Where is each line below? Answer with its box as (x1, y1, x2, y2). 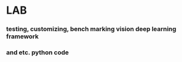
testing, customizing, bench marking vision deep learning (6, 25, 177, 33)
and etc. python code (6, 48, 70, 57)
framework (6, 32, 39, 41)
